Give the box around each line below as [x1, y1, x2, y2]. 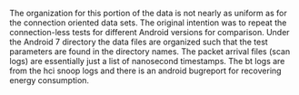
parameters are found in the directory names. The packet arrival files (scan [9, 46, 291, 57]
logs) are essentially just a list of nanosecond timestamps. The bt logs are [9, 56, 285, 66]
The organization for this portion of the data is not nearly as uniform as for [9, 8, 288, 18]
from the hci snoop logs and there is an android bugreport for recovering [9, 65, 282, 76]
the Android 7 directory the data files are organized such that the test [9, 36, 268, 47]
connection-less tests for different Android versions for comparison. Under [9, 27, 290, 37]
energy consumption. [9, 75, 89, 85]
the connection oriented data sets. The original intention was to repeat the [9, 17, 287, 28]
